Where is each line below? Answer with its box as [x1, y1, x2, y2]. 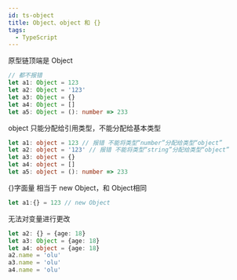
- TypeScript [15, 33, 58, 42]
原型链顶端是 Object [8, 56, 73, 65]
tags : [8, 26, 26, 34]
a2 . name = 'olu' [8, 252, 61, 260]
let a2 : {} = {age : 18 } [8, 229, 86, 238]
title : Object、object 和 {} [8, 19, 101, 27]
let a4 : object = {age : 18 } [8, 244, 100, 252]
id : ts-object [8, 11, 55, 20]
